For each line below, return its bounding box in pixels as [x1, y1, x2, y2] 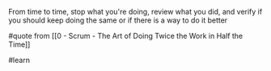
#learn [8, 56, 31, 65]
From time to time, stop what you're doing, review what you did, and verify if [8, 7, 263, 16]
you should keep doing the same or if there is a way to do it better [8, 15, 228, 25]
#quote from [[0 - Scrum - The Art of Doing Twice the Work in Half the [8, 31, 243, 40]
